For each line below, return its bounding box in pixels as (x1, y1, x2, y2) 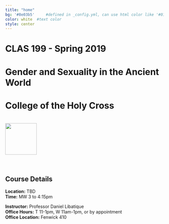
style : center (5, 21, 35, 27)
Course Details (5, 175, 53, 184)
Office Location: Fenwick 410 (5, 214, 67, 220)
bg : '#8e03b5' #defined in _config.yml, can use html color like (5, 12, 154, 17)
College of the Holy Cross (5, 100, 115, 111)
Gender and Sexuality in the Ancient (5, 66, 159, 78)
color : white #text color (5, 17, 62, 22)
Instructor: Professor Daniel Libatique (5, 203, 84, 209)
